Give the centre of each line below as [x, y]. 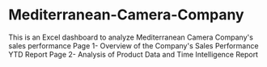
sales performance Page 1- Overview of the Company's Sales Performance [133, 45]
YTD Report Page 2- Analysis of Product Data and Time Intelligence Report [133, 54]
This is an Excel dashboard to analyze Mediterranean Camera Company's [131, 37]
